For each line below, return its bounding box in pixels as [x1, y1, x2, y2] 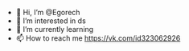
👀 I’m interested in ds [15, 16, 86, 25]
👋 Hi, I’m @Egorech [15, 8, 80, 17]
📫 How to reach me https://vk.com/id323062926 [15, 33, 181, 43]
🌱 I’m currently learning [15, 25, 94, 33]
